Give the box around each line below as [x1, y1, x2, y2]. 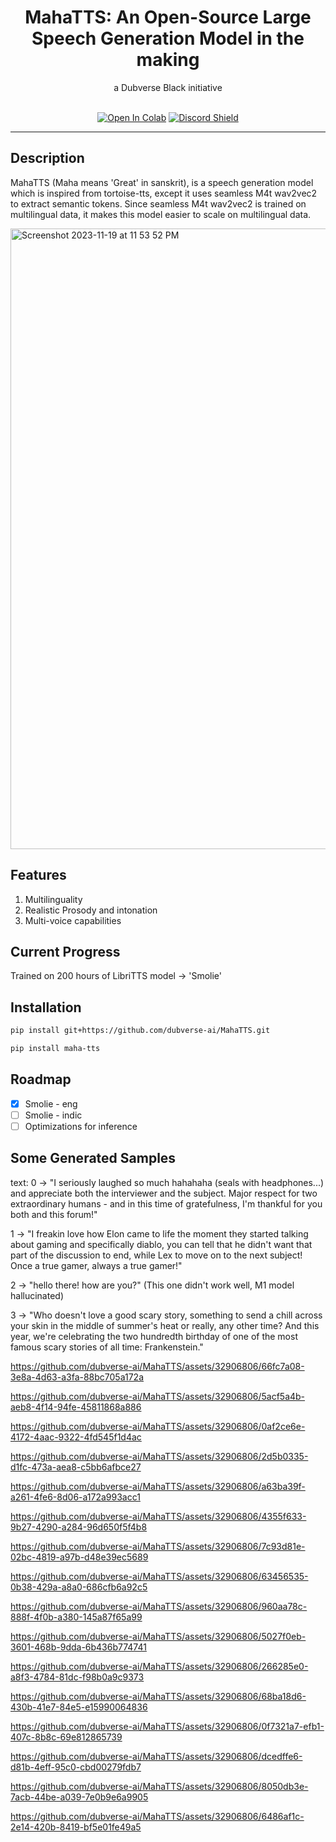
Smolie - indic [24, 1109, 83, 1121]
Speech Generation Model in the [31, 27, 305, 50]
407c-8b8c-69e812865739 [10, 1731, 123, 1743]
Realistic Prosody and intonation [24, 904, 158, 916]
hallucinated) [10, 1289, 65, 1301]
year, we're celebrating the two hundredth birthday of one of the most [10, 1330, 298, 1342]
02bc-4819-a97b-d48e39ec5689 [10, 1551, 149, 1563]
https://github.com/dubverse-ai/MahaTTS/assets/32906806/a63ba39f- [10, 1480, 306, 1492]
